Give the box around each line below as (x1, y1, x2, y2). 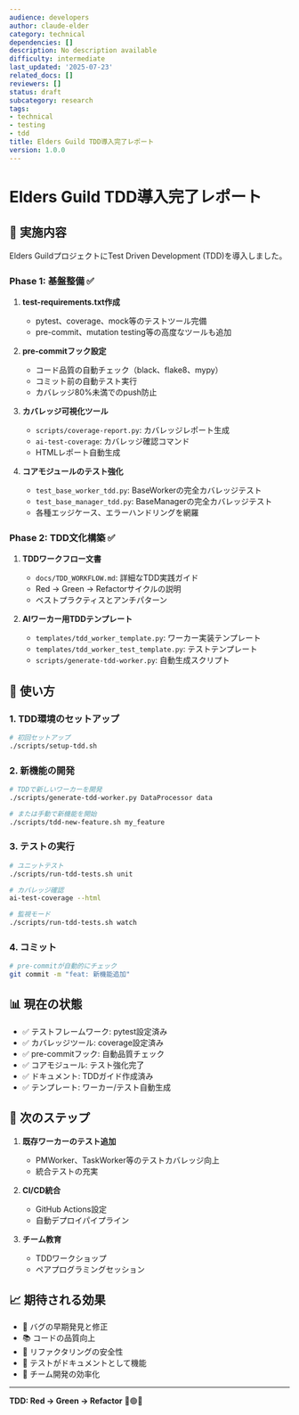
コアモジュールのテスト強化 (21, 465, 124, 477)
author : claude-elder (9, 21, 90, 30)
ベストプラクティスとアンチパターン (35, 594, 167, 606)
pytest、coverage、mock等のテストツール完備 (35, 315, 207, 326)
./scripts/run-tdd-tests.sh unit (9, 870, 133, 879)
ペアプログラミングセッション (35, 1264, 145, 1274)
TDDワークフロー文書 (21, 553, 102, 564)
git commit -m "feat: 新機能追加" (9, 970, 131, 979)
